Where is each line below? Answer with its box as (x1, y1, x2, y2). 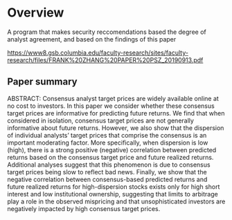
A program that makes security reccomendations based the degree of (7, 28, 206, 36)
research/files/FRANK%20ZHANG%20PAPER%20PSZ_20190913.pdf (7, 55, 204, 64)
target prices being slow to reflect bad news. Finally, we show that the (7, 167, 207, 176)
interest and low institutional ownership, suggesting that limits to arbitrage (7, 190, 218, 198)
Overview (7, 5, 64, 21)
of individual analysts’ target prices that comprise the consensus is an (7, 131, 207, 139)
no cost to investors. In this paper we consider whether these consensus (7, 102, 215, 110)
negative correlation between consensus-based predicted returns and (7, 175, 208, 183)
